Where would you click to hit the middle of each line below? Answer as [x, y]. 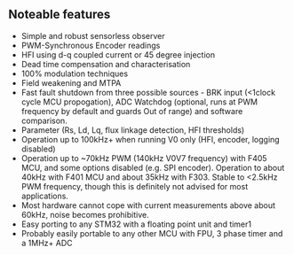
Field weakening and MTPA [71, 82]
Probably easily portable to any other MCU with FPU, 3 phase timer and [152, 233]
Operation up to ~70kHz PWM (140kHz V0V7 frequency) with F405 [144, 158]
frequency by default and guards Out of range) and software [132, 111]
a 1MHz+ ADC [47, 243]
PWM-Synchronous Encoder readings [91, 45]
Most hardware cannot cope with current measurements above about [148, 205]
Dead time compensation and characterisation [106, 64]
